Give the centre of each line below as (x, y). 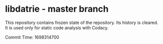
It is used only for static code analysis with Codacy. (57, 27)
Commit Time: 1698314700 (32, 37)
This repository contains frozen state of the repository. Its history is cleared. (81, 22)
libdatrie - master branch (57, 9)
